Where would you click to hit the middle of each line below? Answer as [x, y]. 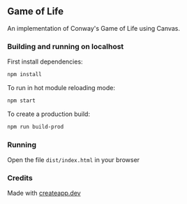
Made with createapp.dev [44, 193]
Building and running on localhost [66, 46]
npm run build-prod [36, 126]
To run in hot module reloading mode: [61, 87]
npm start [22, 101]
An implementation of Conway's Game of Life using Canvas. [93, 28]
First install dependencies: [45, 61]
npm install [24, 75]
